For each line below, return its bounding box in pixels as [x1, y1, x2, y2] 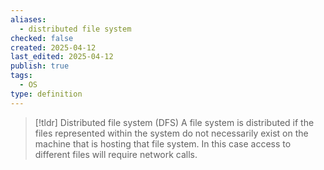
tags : [10, 71, 33, 81]
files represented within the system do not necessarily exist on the [34, 127, 309, 139]
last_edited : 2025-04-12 [10, 52, 114, 62]
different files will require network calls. [34, 148, 198, 160]
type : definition [10, 89, 83, 99]
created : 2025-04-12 [10, 42, 97, 53]
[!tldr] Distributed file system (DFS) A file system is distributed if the [34, 116, 315, 128]
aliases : [10, 14, 47, 25]
